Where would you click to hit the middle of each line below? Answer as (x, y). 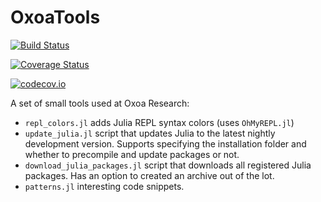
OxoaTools (55, 17)
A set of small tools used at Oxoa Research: (100, 103)
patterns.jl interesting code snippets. (104, 186)
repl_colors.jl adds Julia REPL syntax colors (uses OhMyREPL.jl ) (159, 122)
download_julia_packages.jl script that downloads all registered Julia (168, 165)
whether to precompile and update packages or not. (132, 154)
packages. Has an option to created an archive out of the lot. (149, 175)
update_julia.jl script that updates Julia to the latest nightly (150, 133)
